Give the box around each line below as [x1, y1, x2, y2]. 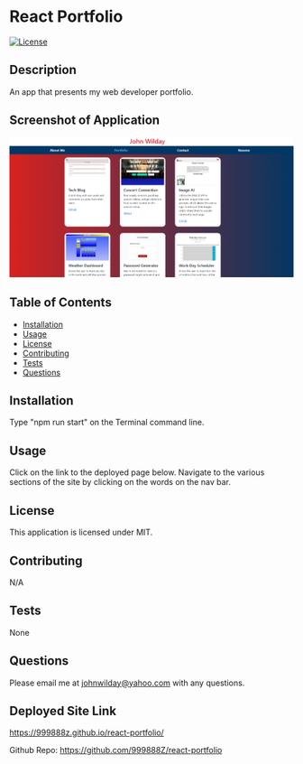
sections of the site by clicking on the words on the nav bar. [9, 477, 232, 488]
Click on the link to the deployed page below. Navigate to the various [9, 467, 265, 478]
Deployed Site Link [9, 703, 117, 719]
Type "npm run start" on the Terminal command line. [9, 417, 205, 428]
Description [9, 62, 77, 78]
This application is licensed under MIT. [9, 526, 153, 538]
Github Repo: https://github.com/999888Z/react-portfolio [9, 745, 223, 756]
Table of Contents [9, 295, 113, 311]
